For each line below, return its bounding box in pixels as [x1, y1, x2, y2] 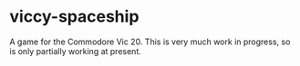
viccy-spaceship [9, 6, 140, 27]
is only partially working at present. [9, 45, 141, 56]
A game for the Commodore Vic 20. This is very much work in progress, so [9, 36, 291, 47]
